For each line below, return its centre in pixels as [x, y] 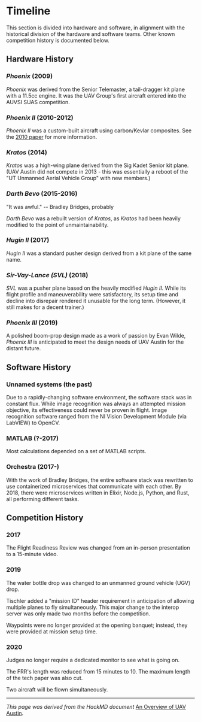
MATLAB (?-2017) [32, 438]
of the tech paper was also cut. [45, 678]
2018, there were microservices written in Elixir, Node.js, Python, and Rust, [98, 493]
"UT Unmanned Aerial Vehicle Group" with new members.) [78, 178]
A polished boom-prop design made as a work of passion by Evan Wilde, [96, 336]
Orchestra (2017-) [33, 467]
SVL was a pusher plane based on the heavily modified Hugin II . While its [96, 288]
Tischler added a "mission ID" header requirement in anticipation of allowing [100, 600]
